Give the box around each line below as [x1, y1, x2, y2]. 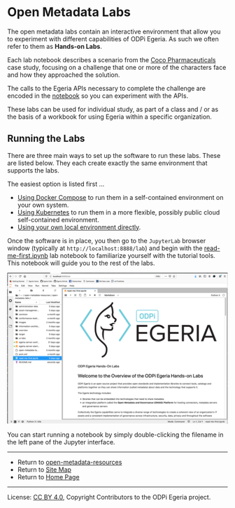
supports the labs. [7, 166, 59, 175]
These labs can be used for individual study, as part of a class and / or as [7, 105, 219, 113]
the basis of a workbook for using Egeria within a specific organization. [7, 113, 212, 121]
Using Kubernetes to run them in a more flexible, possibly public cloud [17, 208, 220, 217]
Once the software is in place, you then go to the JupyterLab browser [7, 236, 206, 245]
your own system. [17, 201, 69, 209]
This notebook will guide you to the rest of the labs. [7, 259, 155, 267]
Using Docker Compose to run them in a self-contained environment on [17, 193, 224, 201]
